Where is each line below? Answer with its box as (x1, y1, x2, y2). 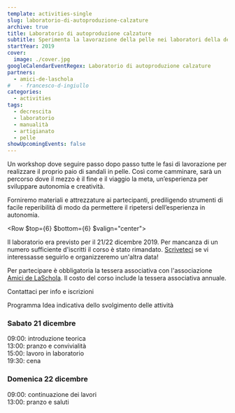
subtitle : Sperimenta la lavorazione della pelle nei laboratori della (7, 36, 220, 43)
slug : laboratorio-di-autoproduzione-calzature (7, 17, 149, 24)
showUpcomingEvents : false (7, 141, 86, 148)
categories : (7, 88, 42, 95)
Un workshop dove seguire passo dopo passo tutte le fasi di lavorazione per (7, 160, 227, 168)
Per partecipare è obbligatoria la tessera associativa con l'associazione (7, 266, 213, 275)
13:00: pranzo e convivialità (7, 341, 87, 351)
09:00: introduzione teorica (7, 334, 86, 343)
